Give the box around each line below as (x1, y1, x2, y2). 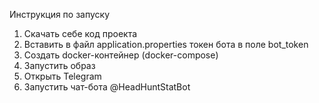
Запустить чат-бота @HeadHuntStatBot (23, 81, 191, 93)
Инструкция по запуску (9, 9, 111, 20)
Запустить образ (23, 60, 96, 71)
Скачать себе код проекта (23, 28, 138, 39)
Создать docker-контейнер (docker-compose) (23, 49, 219, 61)
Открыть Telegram (23, 70, 102, 82)
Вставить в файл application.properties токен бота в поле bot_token (23, 39, 309, 50)
